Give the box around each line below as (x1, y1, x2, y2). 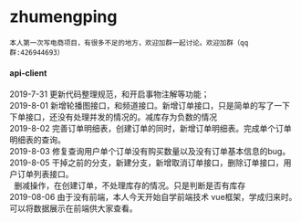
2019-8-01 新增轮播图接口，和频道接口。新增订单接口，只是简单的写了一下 (9, 100, 290, 111)
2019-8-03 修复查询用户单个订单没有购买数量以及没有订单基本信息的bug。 (9, 146, 291, 157)
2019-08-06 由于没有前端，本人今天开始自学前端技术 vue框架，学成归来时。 (9, 192, 297, 203)
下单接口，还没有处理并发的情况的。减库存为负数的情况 (9, 111, 217, 122)
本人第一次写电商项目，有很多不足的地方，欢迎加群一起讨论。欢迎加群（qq (9, 38, 249, 48)
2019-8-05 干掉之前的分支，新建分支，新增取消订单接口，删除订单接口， (9, 157, 285, 168)
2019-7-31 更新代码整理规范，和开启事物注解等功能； (9, 89, 210, 100)
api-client (9, 67, 47, 79)
